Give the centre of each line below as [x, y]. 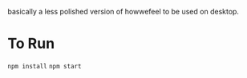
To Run [31, 44]
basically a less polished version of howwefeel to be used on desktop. [123, 12]
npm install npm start [45, 66]
